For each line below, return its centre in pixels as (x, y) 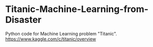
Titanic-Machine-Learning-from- (77, 9)
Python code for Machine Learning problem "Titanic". (61, 33)
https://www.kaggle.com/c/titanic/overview (51, 39)
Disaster (23, 20)
